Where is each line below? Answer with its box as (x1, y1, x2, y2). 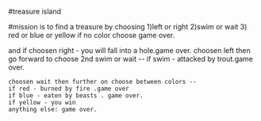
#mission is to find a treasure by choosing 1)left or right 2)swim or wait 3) (8, 22, 248, 31)
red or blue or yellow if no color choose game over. (8, 31, 175, 40)
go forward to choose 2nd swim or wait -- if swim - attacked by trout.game (8, 55, 254, 63)
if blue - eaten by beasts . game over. (8, 92, 144, 100)
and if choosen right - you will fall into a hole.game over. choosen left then (8, 46, 251, 55)
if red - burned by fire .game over (8, 85, 129, 93)
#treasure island (8, 7, 62, 16)
